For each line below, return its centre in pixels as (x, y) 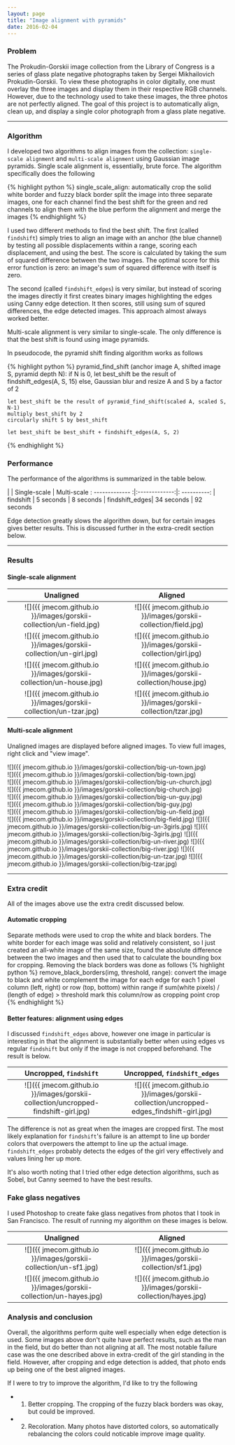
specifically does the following (51, 173)
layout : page (26, 14)
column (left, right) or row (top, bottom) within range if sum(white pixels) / (114, 988)
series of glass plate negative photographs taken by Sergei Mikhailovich (111, 74)
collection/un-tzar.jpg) (62, 712)
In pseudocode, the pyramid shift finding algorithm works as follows (105, 353)
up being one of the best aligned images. (66, 1369)
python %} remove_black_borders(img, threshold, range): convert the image (117, 973)
